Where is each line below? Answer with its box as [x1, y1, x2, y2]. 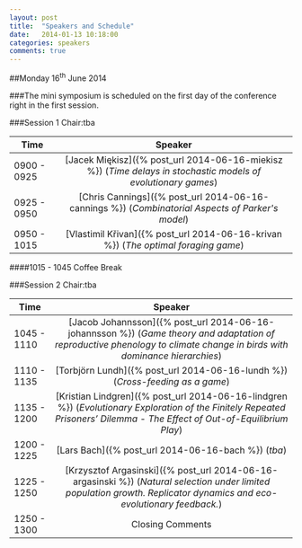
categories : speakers [9, 38, 91, 48]
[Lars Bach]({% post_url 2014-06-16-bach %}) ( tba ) [56, 444, 288, 456]
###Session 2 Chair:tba [9, 279, 97, 290]
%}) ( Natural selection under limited [118, 475, 271, 488]
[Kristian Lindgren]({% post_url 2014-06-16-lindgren [55, 390, 288, 402]
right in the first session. [9, 100, 99, 110]
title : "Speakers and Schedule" [9, 22, 135, 31]
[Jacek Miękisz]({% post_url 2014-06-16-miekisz [64, 154, 283, 166]
